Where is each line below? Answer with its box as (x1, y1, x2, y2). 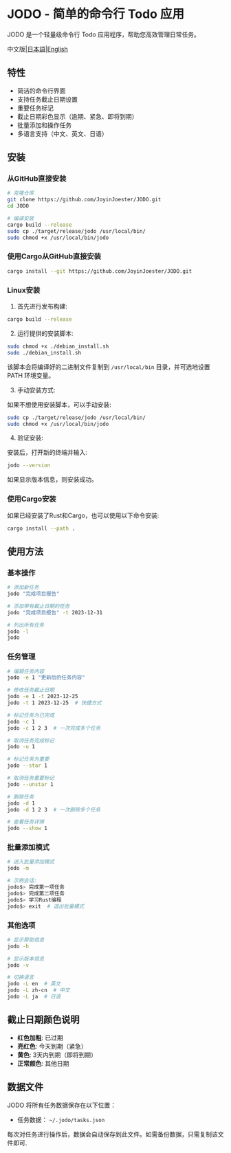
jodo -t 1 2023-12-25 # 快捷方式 (7, 699, 102, 706)
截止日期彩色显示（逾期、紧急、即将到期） (16, 112, 138, 120)
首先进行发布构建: (16, 302, 67, 311)
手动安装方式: (16, 385, 56, 394)
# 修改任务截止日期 (7, 686, 55, 694)
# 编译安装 (7, 215, 34, 222)
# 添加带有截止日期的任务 (7, 603, 70, 609)
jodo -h (7, 943, 30, 950)
